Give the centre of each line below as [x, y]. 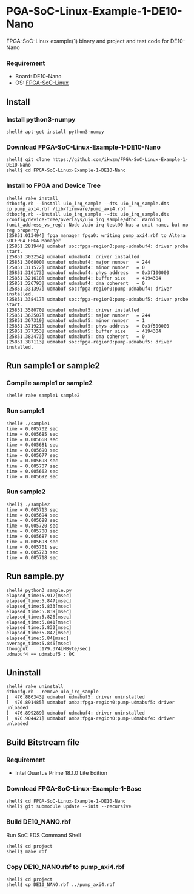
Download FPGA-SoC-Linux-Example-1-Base [74, 789]
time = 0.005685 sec [32, 434]
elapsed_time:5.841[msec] [39, 622]
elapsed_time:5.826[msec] [39, 617]
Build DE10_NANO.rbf [38, 822]
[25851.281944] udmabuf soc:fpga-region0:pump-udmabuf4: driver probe [97, 246]
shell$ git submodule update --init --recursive [69, 806]
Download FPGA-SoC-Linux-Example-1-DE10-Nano [83, 147]
